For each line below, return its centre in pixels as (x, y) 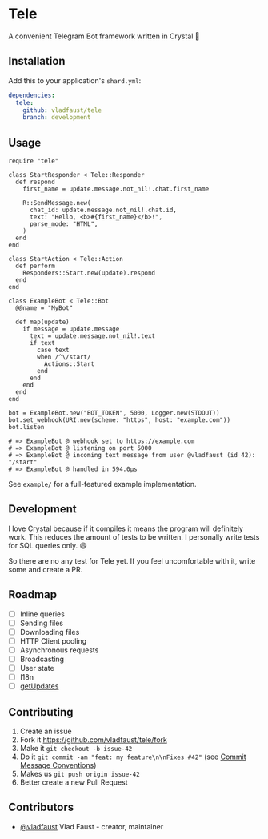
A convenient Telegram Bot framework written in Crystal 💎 (104, 36)
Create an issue (46, 731)
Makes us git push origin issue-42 (80, 774)
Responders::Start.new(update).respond (89, 273)
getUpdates (39, 686)
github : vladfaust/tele (62, 110)
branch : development (57, 118)
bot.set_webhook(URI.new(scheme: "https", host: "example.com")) (119, 420)
